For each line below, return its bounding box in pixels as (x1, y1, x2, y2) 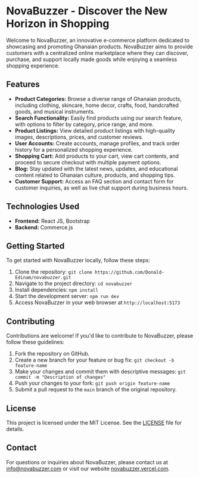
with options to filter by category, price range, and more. (14, 121, 154, 128)
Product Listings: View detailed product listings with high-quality (14, 127, 176, 134)
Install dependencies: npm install (14, 286, 98, 293)
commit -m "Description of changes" (14, 375, 106, 381)
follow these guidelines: (6, 339, 64, 346)
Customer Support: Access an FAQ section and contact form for (14, 177, 174, 185)
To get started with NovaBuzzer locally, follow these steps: (6, 257, 150, 264)
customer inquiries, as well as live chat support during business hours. (14, 184, 188, 191)
